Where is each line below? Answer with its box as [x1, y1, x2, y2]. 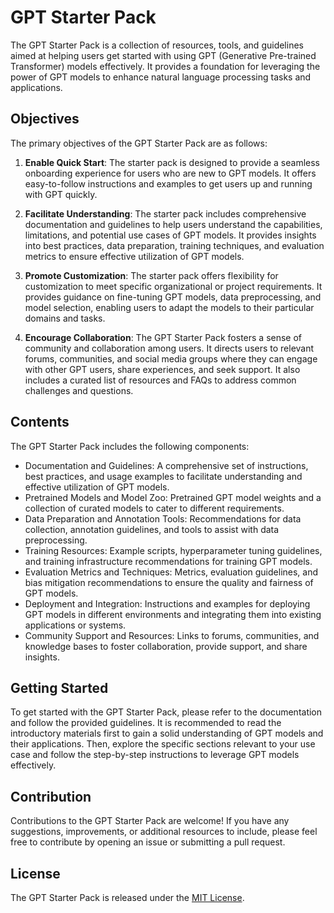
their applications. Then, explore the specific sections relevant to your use [10, 738, 316, 750]
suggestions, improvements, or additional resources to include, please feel [10, 826, 318, 838]
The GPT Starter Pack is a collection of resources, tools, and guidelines [10, 39, 304, 51]
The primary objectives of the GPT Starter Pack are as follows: [10, 137, 268, 149]
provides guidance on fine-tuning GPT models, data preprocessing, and [24, 291, 322, 303]
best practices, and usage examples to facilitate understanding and [24, 470, 303, 482]
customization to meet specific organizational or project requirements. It [24, 280, 323, 292]
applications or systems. [24, 619, 127, 631]
